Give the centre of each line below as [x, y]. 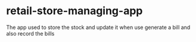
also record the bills [30, 33]
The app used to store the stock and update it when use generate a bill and [98, 27]
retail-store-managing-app [74, 11]
